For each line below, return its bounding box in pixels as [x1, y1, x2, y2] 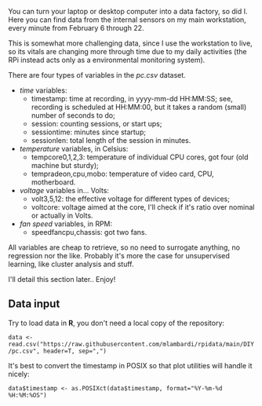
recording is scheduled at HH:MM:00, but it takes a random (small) [31, 102, 247, 112]
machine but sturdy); [31, 161, 100, 170]
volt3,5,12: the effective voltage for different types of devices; [31, 194, 230, 203]
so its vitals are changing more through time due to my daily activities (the [8, 47, 247, 56]
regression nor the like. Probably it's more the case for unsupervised [8, 251, 230, 260]
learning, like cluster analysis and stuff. [8, 259, 135, 269]
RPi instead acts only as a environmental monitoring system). [8, 55, 206, 64]
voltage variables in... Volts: [19, 186, 110, 195]
